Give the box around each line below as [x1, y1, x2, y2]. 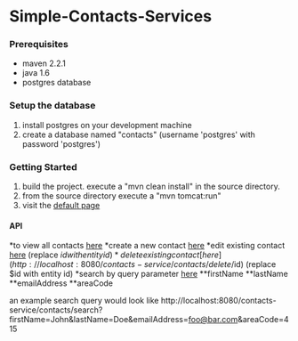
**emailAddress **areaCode [9, 278, 114, 288]
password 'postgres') [21, 138, 101, 149]
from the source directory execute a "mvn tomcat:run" [21, 191, 221, 201]
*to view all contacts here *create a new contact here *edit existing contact [9, 240, 286, 251]
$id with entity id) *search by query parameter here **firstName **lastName [9, 269, 289, 280]
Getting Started [9, 160, 77, 173]
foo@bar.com [188, 314, 238, 325]
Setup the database [9, 100, 96, 112]
